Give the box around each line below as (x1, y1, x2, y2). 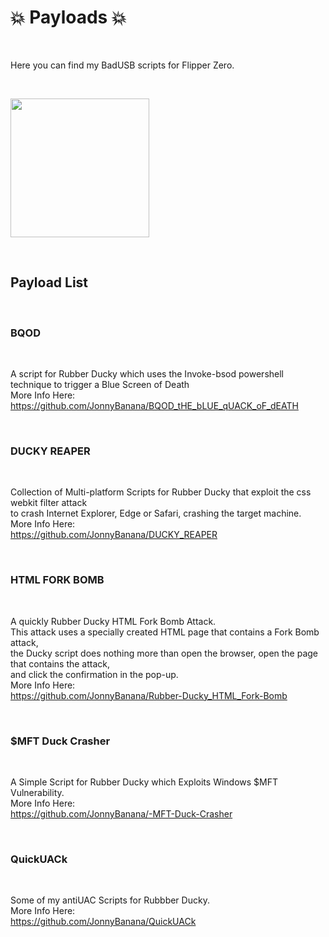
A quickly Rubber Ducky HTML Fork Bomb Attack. (10, 615, 217, 627)
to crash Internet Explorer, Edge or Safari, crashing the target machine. (10, 507, 302, 520)
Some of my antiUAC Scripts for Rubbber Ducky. (10, 894, 210, 906)
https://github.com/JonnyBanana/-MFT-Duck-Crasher (10, 807, 233, 820)
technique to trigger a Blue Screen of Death (10, 379, 190, 391)
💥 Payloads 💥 (10, 6, 127, 29)
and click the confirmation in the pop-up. (10, 668, 179, 680)
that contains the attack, (10, 657, 111, 670)
